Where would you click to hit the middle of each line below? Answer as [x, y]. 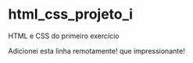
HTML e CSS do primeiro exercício [64, 36]
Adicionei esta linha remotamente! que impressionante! [96, 51]
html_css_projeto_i [71, 14]
